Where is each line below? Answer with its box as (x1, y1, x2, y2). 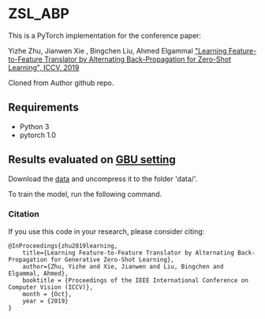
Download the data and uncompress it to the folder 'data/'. (8, 174, 198, 184)
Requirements (8, 101, 79, 114)
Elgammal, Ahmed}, (8, 269, 69, 277)
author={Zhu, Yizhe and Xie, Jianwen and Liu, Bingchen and (22, 262, 224, 270)
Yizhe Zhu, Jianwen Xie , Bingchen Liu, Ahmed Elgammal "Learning (8, 46, 227, 55)
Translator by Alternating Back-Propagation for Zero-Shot (44, 54, 231, 64)
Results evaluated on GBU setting (8, 153, 176, 166)
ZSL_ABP (8, 5, 69, 23)
